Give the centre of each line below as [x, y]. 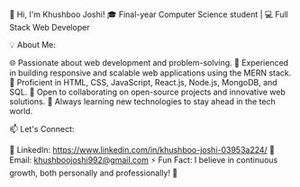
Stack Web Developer [50, 27]
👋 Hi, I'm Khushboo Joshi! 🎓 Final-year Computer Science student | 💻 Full [149, 14]
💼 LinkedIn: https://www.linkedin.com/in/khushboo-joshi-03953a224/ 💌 [142, 150]
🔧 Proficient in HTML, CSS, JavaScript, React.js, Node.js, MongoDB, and [143, 82]
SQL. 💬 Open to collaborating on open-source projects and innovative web [147, 92]
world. [21, 111]
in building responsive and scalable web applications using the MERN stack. [150, 73]
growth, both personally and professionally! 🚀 [94, 173]
